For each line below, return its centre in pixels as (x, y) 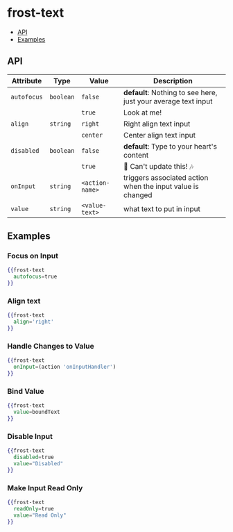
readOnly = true (34, 508)
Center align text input (160, 135)
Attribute (27, 81)
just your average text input (168, 101)
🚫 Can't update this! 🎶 (159, 166)
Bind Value (26, 391)
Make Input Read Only (45, 488)
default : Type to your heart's (170, 146)
